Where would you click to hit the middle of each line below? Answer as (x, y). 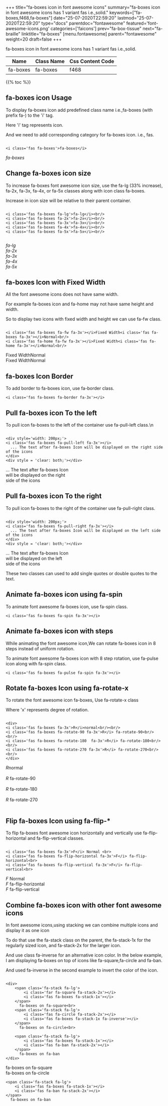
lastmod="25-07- (136, 18)
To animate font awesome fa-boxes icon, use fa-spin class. (67, 607)
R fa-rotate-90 (21, 779)
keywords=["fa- (126, 13)
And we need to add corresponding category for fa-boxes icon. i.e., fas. (80, 134)
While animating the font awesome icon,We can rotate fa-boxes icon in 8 (81, 643)
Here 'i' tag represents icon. (35, 125)
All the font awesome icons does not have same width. (62, 294)
